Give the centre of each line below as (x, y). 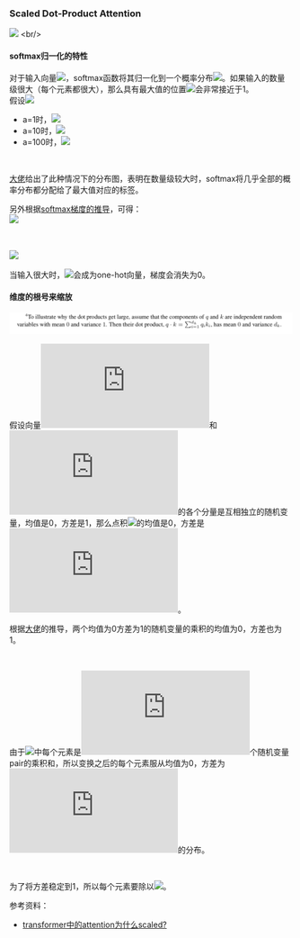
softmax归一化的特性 (49, 56)
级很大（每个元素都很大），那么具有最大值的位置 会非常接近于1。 (132, 89)
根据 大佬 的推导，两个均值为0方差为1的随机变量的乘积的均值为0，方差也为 (146, 629)
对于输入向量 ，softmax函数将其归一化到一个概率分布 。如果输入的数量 (147, 77)
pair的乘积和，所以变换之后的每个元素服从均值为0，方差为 (118, 763)
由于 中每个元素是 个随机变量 (149, 752)
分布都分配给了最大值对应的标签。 (80, 189)
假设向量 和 (113, 425)
